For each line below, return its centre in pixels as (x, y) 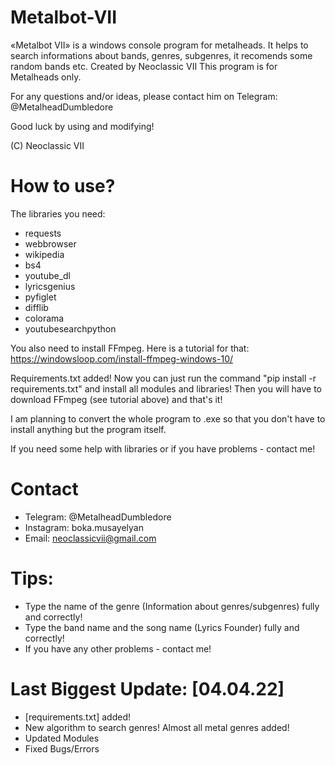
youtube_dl (48, 275)
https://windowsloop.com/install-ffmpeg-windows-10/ (122, 358)
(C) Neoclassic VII (47, 145)
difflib (36, 307)
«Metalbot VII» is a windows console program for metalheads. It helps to (159, 45)
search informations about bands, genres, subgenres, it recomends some (161, 55)
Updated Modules (62, 738)
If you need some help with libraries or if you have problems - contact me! (163, 448)
